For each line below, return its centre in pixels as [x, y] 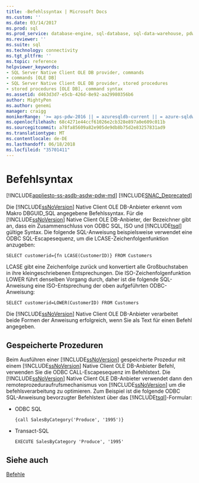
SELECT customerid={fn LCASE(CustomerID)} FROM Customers [79, 256]
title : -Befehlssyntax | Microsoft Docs [57, 12]
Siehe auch [27, 460]
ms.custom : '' [24, 17]
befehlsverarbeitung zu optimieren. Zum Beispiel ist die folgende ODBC [93, 391]
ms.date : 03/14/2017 [32, 23]
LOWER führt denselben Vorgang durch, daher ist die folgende [82, 279]
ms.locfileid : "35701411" [38, 150]
